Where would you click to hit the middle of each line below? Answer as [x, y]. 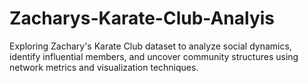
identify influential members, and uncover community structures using [154, 56]
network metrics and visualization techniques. [104, 67]
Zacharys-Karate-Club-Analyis [142, 18]
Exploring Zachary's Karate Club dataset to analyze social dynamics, [150, 46]
